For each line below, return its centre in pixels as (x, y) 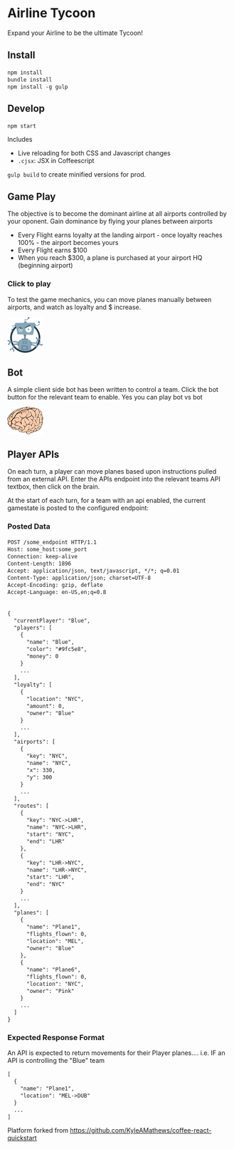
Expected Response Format (56, 1037)
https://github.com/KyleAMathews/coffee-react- (141, 1130)
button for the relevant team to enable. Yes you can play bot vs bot (105, 397)
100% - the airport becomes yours (68, 243)
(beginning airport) (45, 266)
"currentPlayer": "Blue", (52, 620)
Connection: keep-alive (43, 556)
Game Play (32, 196)
